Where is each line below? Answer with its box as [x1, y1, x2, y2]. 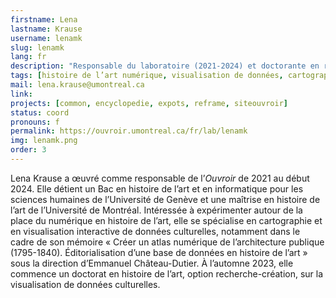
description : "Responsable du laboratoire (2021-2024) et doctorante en [10, 61, 320, 71]
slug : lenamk [10, 42, 65, 53]
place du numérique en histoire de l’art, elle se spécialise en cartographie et [10, 214, 323, 226]
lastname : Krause [10, 24, 83, 34]
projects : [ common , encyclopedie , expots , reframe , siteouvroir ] [10, 98, 288, 108]
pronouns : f [10, 117, 60, 127]
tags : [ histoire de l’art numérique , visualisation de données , [10, 71, 284, 81]
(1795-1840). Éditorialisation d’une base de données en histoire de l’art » [10, 246, 308, 258]
